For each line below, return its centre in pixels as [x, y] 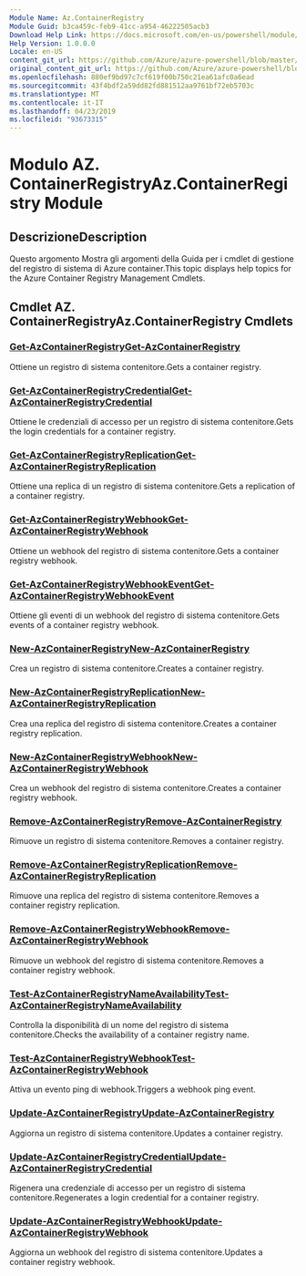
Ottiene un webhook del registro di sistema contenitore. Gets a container [144, 551]
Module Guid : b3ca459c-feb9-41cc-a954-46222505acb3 [109, 26]
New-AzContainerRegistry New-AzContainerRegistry [130, 648]
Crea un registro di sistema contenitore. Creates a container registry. [137, 669]
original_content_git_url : [61, 69]
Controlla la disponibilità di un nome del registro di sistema [119, 1025]
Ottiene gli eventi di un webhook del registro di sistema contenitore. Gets [145, 615]
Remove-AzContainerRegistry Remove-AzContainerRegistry [146, 821]
